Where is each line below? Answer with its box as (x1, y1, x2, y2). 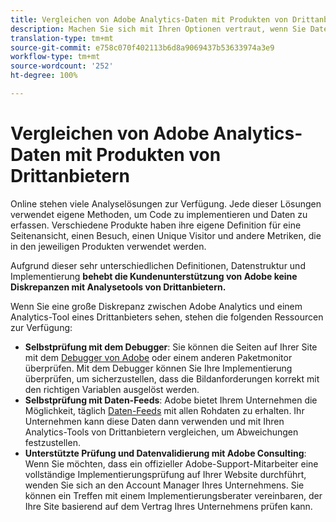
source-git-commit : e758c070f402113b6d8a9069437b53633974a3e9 (10, 42, 275, 53)
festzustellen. (24, 436, 81, 448)
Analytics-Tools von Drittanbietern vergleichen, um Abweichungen (24, 426, 299, 438)
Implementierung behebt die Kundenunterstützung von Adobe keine (10, 270, 298, 282)
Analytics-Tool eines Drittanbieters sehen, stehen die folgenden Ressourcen (10, 311, 324, 323)
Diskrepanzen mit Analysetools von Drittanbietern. (10, 281, 227, 293)
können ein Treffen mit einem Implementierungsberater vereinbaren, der (24, 489, 323, 501)
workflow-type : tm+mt (10, 52, 101, 62)
